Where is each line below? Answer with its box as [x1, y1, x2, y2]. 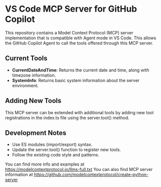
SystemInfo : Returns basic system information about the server [12, 77, 140, 83]
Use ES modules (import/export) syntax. [12, 142, 93, 148]
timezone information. [12, 72, 56, 78]
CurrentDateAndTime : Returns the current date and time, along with [12, 67, 149, 73]
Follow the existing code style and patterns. [12, 152, 99, 158]
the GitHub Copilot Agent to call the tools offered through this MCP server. [5, 40, 154, 46]
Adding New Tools [5, 97, 62, 105]
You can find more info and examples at [5, 161, 85, 167]
